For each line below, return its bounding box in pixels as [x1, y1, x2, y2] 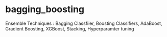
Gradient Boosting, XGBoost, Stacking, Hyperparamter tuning [5, 25, 134, 31]
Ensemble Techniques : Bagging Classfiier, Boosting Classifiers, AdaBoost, [5, 20, 162, 26]
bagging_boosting [5, 4, 85, 15]
